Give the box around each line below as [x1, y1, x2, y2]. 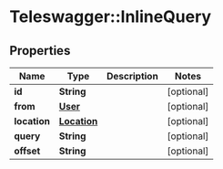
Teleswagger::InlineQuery [9, 6, 212, 27]
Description [106, 70, 159, 82]
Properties [9, 43, 71, 58]
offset [14, 144, 41, 157]
